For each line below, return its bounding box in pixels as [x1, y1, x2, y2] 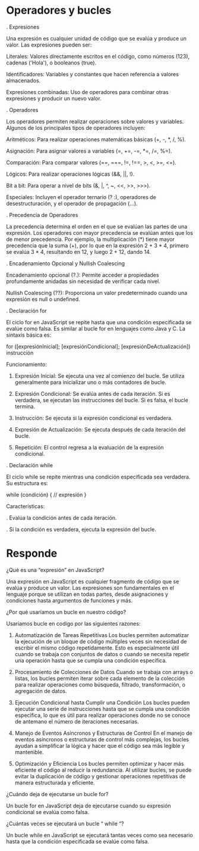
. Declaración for [6, 307, 48, 314]
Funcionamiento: [6, 361, 48, 368]
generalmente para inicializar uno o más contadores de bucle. [14, 378, 166, 386]
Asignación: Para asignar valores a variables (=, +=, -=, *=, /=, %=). [6, 147, 172, 154]
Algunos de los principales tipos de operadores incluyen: [6, 124, 146, 131]
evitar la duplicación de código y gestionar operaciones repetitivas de [14, 772, 186, 779]
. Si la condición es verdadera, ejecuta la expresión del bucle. [6, 526, 156, 533]
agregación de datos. [14, 687, 67, 694]
